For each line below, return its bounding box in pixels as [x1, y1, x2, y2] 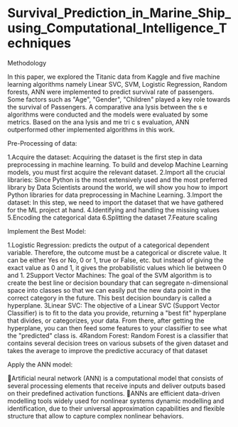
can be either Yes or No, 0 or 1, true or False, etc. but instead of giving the [7, 256, 224, 264]
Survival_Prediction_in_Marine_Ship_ [7, 5, 232, 21]
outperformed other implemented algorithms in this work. [7, 125, 175, 134]
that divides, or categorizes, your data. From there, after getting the [7, 316, 205, 325]
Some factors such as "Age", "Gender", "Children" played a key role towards [7, 94, 231, 104]
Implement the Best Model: [7, 227, 87, 235]
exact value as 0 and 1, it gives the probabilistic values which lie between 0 [7, 263, 227, 271]
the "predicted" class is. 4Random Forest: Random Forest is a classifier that [7, 331, 229, 340]
